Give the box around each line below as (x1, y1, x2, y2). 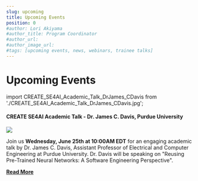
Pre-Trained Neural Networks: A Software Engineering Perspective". (6, 157, 174, 164)
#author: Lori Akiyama (6, 25, 63, 32)
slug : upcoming (6, 8, 44, 15)
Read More (6, 168, 34, 175)
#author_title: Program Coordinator (6, 31, 97, 37)
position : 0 (6, 20, 36, 26)
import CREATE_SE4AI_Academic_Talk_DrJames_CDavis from (6, 93, 157, 100)
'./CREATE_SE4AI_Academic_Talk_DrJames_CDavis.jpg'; (6, 99, 144, 106)
